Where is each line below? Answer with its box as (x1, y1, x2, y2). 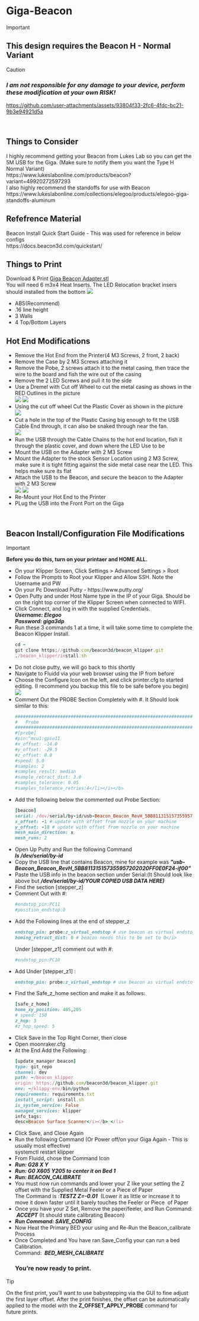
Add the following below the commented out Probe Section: (14, 796, 161, 803)
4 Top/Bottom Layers (14, 319, 66, 326)
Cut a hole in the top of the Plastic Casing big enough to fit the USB (14, 417, 179, 424)
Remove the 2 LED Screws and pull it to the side (14, 377, 132, 384)
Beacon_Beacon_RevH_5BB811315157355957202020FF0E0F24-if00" (14, 865, 191, 872)
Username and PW (14, 580, 61, 587)
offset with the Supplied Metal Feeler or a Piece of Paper (14, 1186, 153, 1193)
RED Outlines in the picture (14, 390, 81, 397)
